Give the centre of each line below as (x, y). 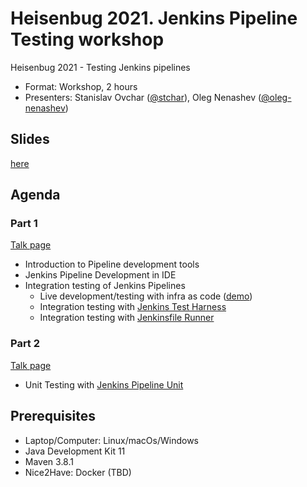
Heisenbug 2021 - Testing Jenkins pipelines (100, 67)
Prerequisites (53, 416)
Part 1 (24, 224)
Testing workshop (87, 39)
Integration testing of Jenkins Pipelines (105, 286)
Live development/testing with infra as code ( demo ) (146, 296)
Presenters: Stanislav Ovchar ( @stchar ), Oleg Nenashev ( (143, 97)
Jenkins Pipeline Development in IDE (100, 275)
